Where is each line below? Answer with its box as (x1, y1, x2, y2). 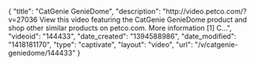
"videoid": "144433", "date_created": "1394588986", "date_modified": (8, 31, 237, 41)
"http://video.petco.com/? (162, 7, 247, 16)
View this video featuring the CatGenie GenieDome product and (39, 15, 247, 24)
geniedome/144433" (8, 49, 76, 57)
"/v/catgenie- (194, 40, 238, 49)
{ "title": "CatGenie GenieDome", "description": (8, 7, 161, 16)
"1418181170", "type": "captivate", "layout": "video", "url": (8, 40, 193, 49)
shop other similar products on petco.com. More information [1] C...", (8, 23, 232, 32)
